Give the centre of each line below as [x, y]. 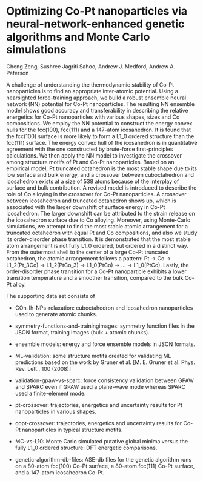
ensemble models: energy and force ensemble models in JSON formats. [105, 344]
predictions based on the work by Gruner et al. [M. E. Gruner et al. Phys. [105, 362]
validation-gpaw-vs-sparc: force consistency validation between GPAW [104, 380]
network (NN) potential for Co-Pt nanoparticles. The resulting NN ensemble [101, 104]
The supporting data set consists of [51, 296]
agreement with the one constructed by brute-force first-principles [90, 149]
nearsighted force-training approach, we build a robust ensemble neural [96, 98]
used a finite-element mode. [50, 393]
